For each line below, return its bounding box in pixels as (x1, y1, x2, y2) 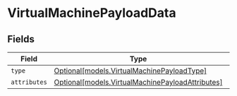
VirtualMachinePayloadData (7, 5, 176, 21)
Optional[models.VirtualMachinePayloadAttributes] (54, 78, 223, 87)
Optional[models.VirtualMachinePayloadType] (54, 66, 207, 76)
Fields (7, 33, 35, 45)
